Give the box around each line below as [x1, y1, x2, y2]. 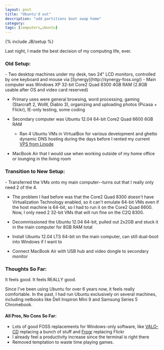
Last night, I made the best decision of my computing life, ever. [5, 48, 132, 54]
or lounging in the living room [12, 156, 71, 162]
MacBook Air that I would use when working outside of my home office [12, 151, 155, 157]
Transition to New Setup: [5, 168, 65, 175]
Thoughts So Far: [5, 266, 47, 272]
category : [5, 21, 25, 26]
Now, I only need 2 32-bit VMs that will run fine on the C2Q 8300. [12, 209, 144, 215]
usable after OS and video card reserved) [5, 87, 88, 93]
